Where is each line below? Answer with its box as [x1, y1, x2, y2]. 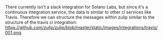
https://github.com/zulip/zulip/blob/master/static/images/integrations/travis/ [5, 25, 158, 30]
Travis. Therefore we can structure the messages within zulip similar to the [5, 14, 155, 20]
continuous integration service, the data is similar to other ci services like [5, 9, 152, 15]
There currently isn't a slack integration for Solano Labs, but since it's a [5, 4, 148, 10]
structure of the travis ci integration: [5, 19, 77, 25]
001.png [5, 30, 21, 35]
